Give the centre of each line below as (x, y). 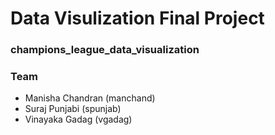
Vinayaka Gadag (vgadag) (78, 119)
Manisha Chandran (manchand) (90, 98)
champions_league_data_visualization (105, 50)
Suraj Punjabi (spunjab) (73, 109)
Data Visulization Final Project (137, 18)
